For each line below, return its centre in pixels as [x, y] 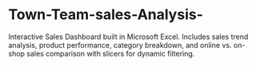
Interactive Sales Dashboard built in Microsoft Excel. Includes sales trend [128, 37]
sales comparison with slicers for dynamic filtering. [111, 53]
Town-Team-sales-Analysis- [106, 15]
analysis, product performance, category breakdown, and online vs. [120, 45]
